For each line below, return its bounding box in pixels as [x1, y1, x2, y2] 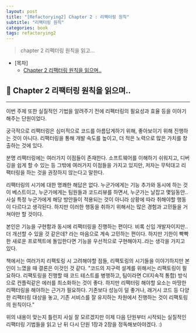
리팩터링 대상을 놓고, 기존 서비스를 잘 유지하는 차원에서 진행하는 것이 [12, 293, 168, 301]
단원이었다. [21, 115, 47, 122]
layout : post [6, 8, 38, 15]
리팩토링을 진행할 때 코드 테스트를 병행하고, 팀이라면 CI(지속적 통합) [23, 272, 177, 279]
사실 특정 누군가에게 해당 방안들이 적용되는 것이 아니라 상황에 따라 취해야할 [6, 196, 176, 203]
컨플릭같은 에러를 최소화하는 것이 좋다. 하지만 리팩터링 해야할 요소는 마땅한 [16, 279, 187, 286]
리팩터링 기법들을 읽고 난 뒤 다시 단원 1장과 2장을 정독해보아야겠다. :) [6, 321, 162, 328]
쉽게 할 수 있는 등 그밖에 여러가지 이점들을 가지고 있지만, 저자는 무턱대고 [16, 161, 180, 168]
